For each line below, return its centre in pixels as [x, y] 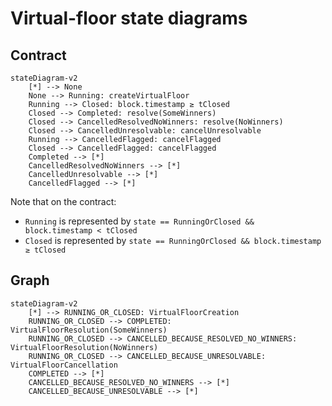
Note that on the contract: [63, 201]
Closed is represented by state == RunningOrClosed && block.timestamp [173, 240]
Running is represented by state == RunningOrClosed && [139, 221]
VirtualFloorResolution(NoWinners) [84, 347]
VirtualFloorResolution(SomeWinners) [89, 330]
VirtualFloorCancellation [64, 365]
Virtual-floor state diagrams [129, 18]
